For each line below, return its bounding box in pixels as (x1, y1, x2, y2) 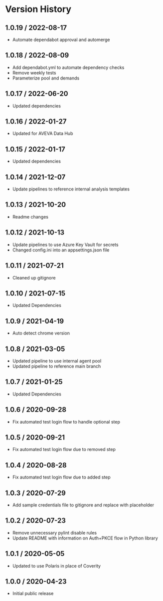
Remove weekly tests (12, 69, 56, 75)
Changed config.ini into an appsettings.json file (12, 246, 110, 253)
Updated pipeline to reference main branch (12, 363, 101, 369)
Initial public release (12, 590, 54, 596)
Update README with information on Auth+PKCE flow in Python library (12, 535, 158, 541)
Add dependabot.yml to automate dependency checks (12, 64, 125, 70)
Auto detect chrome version (12, 330, 70, 336)
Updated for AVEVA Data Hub (12, 130, 73, 136)
